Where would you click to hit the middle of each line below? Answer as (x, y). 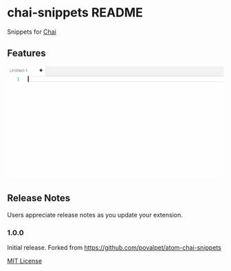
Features (26, 53)
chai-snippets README (75, 13)
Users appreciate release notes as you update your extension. (95, 215)
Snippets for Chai (32, 32)
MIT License (25, 261)
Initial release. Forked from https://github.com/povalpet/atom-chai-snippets (114, 247)
